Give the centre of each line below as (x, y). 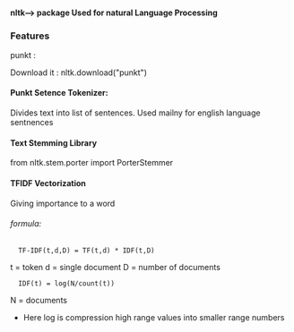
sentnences (32, 123)
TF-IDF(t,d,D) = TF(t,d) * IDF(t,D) (86, 251)
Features (30, 36)
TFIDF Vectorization (48, 183)
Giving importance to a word (63, 203)
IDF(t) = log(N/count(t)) (67, 283)
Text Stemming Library (54, 142)
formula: (26, 224)
